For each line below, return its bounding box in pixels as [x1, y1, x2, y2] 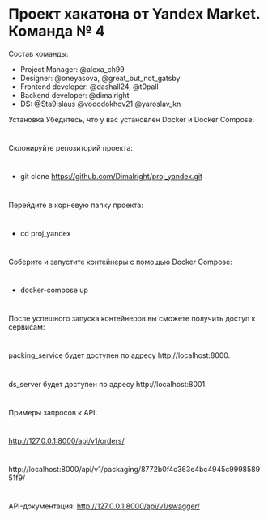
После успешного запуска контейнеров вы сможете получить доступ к [8, 313, 256, 324]
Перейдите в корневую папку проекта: [8, 200, 143, 210]
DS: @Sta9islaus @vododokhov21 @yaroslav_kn [19, 99, 181, 108]
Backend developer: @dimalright [19, 90, 130, 100]
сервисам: [8, 322, 45, 332]
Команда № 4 [8, 22, 105, 40]
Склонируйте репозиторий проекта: [8, 143, 134, 153]
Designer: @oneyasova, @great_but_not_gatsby [19, 73, 181, 83]
